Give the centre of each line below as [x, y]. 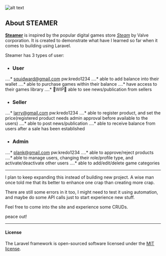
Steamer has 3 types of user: [35, 55]
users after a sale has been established [45, 129]
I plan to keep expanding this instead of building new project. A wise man [80, 177]
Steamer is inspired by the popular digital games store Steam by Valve [77, 35]
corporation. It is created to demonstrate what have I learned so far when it [82, 40]
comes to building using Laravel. [38, 46]
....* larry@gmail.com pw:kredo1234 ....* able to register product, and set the [83, 113]
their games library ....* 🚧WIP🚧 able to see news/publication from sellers [79, 90]
